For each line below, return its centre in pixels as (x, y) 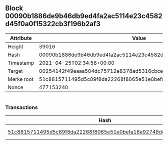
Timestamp (21, 63)
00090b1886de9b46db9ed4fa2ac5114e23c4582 (84, 16)
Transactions (22, 107)
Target (15, 71)
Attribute (21, 38)
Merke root (21, 79)
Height (15, 46)
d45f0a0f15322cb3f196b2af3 (53, 24)
